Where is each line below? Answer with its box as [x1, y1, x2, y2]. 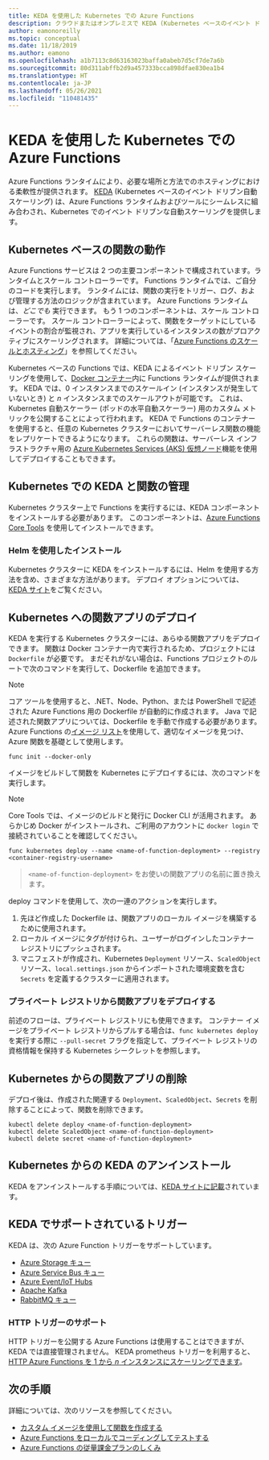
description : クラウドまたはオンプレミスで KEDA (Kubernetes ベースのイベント [8, 19, 251, 27]
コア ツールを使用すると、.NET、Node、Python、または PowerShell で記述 [8, 696, 257, 705]
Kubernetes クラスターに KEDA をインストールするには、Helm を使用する [8, 565, 252, 574]
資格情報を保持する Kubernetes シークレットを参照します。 [8, 1046, 205, 1056]
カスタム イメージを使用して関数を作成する [19, 1422, 163, 1432]
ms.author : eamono [8, 49, 70, 57]
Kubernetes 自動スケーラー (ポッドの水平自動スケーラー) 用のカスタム [8, 403, 241, 413]
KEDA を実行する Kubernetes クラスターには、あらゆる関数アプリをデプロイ [8, 633, 261, 643]
